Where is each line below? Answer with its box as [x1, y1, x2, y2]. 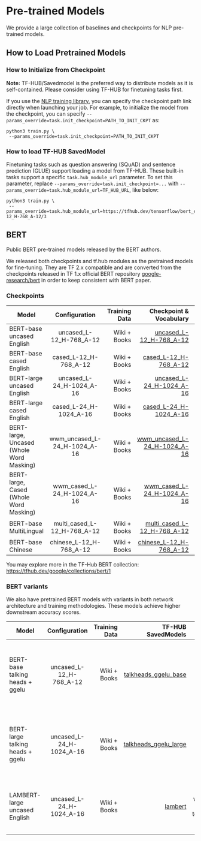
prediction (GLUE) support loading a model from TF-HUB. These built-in [6, 167, 184, 174]
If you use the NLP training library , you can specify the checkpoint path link [6, 97, 192, 104]
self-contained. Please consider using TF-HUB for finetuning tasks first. [6, 86, 184, 93]
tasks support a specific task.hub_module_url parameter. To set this [6, 173, 173, 180]
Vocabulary [155, 315, 190, 323]
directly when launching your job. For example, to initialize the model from [6, 104, 188, 111]
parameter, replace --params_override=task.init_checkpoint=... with [6, 180, 179, 187]
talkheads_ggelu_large [123, 740, 187, 749]
